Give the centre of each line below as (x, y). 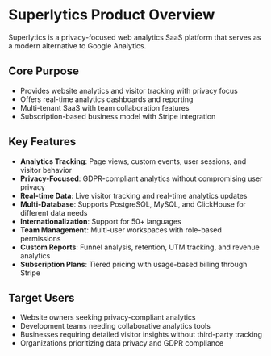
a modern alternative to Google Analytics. (77, 45)
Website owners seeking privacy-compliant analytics (108, 317)
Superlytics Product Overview (112, 15)
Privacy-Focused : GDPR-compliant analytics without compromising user (141, 178)
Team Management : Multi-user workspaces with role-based (121, 230)
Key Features (42, 142)
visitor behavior (46, 170)
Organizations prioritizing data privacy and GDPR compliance (122, 343)
